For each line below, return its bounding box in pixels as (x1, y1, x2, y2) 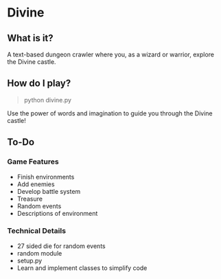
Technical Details (7, 226, 67, 236)
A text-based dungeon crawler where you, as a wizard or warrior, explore (7, 50, 215, 58)
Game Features (7, 157, 60, 166)
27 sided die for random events (16, 242, 106, 250)
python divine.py (23, 96, 72, 104)
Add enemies (16, 180, 55, 188)
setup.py (16, 256, 43, 265)
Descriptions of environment (16, 209, 98, 217)
